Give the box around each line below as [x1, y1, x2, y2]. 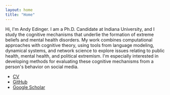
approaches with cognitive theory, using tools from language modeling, [5, 42, 154, 48]
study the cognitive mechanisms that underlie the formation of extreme [5, 31, 154, 37]
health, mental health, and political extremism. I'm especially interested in [5, 53, 159, 59]
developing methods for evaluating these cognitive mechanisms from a [5, 58, 154, 64]
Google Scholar [12, 84, 46, 90]
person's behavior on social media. [5, 64, 79, 70]
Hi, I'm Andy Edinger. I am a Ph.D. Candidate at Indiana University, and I [5, 26, 155, 32]
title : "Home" [5, 12, 36, 17]
